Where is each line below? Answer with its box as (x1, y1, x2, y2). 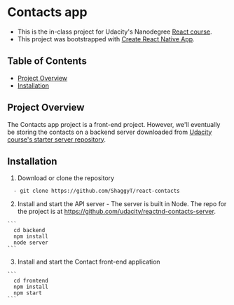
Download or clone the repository (17, 174, 114, 182)
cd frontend (13, 278, 49, 285)
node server (13, 239, 49, 246)
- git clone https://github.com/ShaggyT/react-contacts (13, 187, 180, 195)
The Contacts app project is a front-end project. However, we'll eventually (7, 120, 221, 128)
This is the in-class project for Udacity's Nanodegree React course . (17, 27, 212, 36)
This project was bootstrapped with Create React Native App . (17, 34, 195, 43)
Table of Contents (7, 55, 88, 67)
